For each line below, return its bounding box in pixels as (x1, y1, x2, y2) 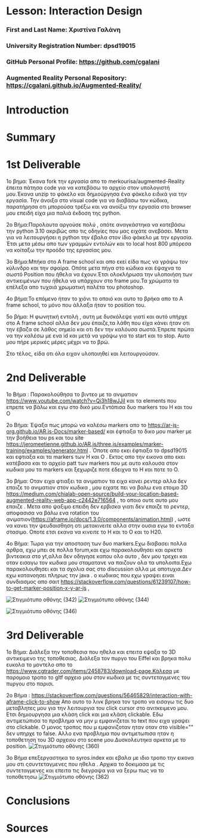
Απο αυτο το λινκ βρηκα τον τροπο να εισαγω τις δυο (61, 698, 194, 705)
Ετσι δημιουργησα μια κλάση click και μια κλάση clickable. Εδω (6, 711, 164, 718)
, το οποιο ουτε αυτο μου (116, 496, 179, 504)
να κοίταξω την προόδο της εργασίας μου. (6, 246, 112, 254)
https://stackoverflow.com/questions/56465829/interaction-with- (31, 692, 193, 699)
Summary (6, 130, 56, 144)
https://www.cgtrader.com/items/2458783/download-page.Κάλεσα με (6, 668, 180, 675)
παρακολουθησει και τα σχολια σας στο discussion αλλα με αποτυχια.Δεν (6, 565, 192, 572)
